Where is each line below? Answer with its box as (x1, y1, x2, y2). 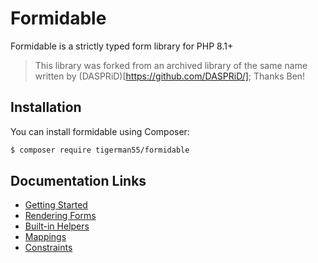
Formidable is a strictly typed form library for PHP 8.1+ (10, 40, 234, 52)
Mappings (24, 231, 67, 243)
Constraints (24, 242, 73, 254)
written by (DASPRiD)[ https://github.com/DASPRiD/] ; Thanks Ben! (34, 70, 306, 82)
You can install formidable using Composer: (10, 125, 190, 137)
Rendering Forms (24, 210, 97, 222)
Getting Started (24, 199, 88, 211)
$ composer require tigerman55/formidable (10, 145, 190, 155)
